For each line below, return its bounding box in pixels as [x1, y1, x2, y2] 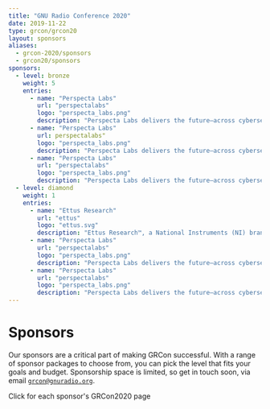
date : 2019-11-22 [8, 19, 67, 27]
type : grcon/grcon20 [8, 27, 78, 35]
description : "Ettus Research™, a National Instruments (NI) [37, 229, 247, 238]
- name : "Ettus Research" [29, 206, 117, 214]
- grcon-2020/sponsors [15, 49, 92, 57]
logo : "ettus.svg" [37, 221, 99, 229]
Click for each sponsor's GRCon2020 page [8, 391, 151, 401]
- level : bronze [15, 72, 70, 80]
